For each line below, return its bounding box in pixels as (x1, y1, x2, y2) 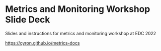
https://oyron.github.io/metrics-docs (5, 40, 80, 46)
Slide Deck (5, 14, 51, 25)
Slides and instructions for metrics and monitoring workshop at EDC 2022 (5, 30, 157, 36)
